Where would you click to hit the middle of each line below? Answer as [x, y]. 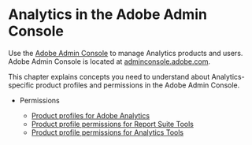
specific [21, 85]
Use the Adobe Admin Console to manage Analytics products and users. [126, 53]
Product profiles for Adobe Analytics [91, 115]
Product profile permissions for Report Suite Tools [113, 124]
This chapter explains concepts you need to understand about [109, 76]
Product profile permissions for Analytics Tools [107, 132]
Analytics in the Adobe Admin [107, 15]
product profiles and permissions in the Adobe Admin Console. [138, 85]
